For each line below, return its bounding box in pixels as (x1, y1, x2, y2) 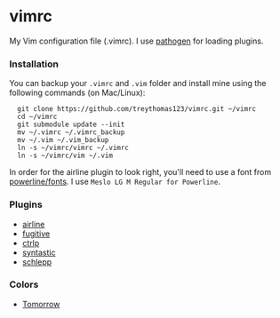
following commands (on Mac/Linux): (9, 87, 146, 99)
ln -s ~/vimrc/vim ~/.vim (17, 151, 114, 161)
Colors (9, 278, 39, 290)
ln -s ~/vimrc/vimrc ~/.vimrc (17, 144, 129, 153)
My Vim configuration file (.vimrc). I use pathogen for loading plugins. (9, 36, 264, 46)
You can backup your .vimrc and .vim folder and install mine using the (9, 78, 267, 89)
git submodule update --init (17, 120, 125, 130)
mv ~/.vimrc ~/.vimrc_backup (17, 128, 125, 137)
